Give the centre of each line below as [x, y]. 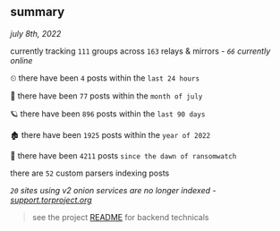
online [21, 60]
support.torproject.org [51, 200]
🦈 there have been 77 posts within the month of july [106, 96]
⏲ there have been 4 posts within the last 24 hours [105, 78]
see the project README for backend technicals [120, 217]
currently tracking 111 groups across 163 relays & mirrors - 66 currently [140, 51]
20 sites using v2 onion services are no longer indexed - [113, 190]
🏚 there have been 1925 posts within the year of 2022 [110, 134]
